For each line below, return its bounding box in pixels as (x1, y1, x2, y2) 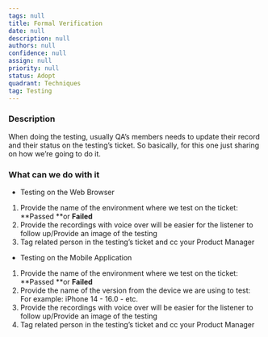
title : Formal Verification (8, 19, 103, 27)
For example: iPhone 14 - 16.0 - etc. (19, 293, 139, 303)
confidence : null (8, 49, 67, 57)
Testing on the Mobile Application (19, 252, 132, 262)
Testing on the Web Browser (19, 187, 115, 197)
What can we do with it (8, 168, 100, 180)
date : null (8, 27, 45, 35)
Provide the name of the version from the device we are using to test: (19, 285, 251, 295)
